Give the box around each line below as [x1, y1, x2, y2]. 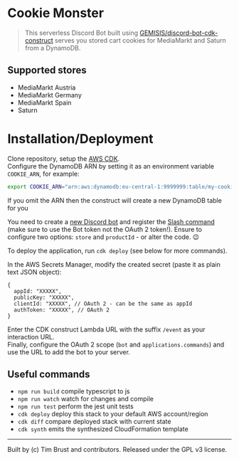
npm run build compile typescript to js [17, 387, 130, 396]
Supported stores [7, 64, 87, 76]
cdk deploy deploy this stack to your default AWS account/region [17, 410, 208, 418]
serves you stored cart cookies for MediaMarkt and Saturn [54, 36, 226, 44]
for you [7, 203, 28, 212]
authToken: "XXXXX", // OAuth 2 [14, 306, 110, 314]
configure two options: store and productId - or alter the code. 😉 [7, 233, 200, 241]
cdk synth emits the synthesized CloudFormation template [17, 425, 188, 433]
